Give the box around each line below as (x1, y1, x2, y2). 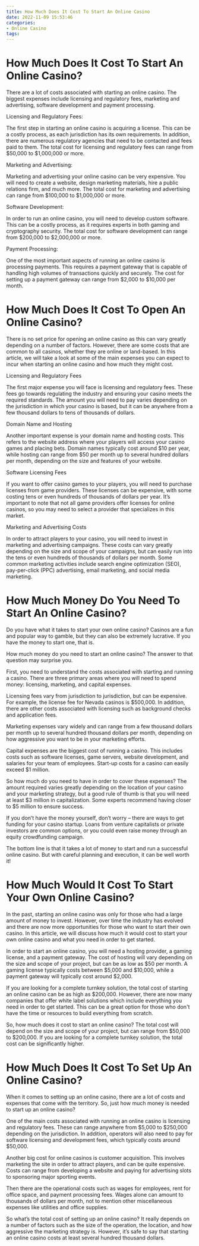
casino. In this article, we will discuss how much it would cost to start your (6, 929, 188, 937)
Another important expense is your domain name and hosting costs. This (6, 432, 184, 439)
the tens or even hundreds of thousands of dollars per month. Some (6, 554, 172, 561)
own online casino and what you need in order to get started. (6, 935, 156, 943)
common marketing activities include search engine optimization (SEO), (6, 561, 181, 567)
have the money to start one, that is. (6, 638, 94, 646)
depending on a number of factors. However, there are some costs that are (6, 342, 189, 349)
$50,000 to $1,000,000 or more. (6, 150, 85, 157)
